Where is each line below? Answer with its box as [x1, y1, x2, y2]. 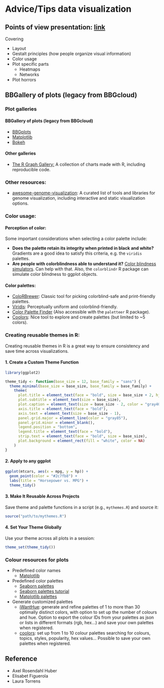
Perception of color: [5, 225, 46, 231]
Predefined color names [12, 567, 61, 573]
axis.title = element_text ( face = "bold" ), [18, 406, 108, 411]
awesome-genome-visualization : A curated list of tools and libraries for [12, 190, 155, 196]
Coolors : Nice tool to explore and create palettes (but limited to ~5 [12, 314, 145, 320]
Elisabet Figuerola [12, 673, 48, 679]
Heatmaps [19, 66, 41, 72]
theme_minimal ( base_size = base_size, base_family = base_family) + [9, 384, 152, 389]
